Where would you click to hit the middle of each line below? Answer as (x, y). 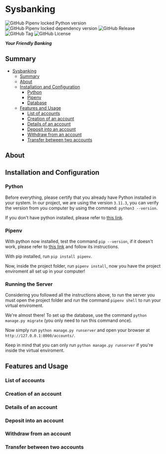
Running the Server (29, 284)
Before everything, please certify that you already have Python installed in (81, 197)
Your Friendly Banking (28, 43)
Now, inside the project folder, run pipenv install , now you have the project (83, 266)
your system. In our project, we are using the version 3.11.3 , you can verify (82, 202)
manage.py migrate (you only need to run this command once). (69, 320)
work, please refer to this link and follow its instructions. (62, 247)
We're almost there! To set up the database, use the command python (76, 315)
